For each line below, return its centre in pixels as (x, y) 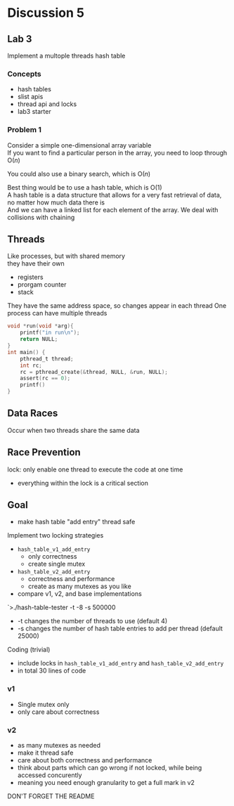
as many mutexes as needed (59, 746)
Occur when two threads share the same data (73, 430)
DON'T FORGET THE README (51, 796)
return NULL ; (39, 339)
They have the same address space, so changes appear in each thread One (117, 306)
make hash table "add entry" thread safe (76, 522)
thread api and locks (47, 104)
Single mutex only (43, 704)
